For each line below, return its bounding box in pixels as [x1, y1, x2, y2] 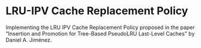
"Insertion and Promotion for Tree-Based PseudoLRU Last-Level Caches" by [5, 30, 195, 37]
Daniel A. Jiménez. [5, 36, 52, 43]
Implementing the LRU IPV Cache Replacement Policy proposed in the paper [5, 24, 195, 31]
